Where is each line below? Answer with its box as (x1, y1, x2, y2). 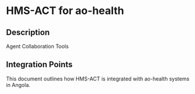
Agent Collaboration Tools (6, 43, 69, 50)
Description (6, 27, 50, 37)
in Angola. (6, 81, 30, 88)
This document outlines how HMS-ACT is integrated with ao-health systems (6, 75, 190, 82)
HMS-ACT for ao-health (6, 4, 124, 18)
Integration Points (6, 60, 73, 69)
